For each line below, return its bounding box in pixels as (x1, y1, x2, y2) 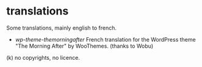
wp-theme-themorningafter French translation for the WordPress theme (15, 36, 197, 43)
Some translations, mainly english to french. (6, 24, 117, 31)
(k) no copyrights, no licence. (6, 54, 81, 61)
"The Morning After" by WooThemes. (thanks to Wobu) (15, 42, 154, 49)
